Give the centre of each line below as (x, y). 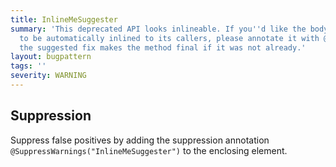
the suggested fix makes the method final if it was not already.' (163, 47)
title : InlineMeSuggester (64, 19)
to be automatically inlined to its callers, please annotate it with (169, 38)
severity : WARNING (48, 76)
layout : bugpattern (51, 57)
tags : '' (28, 66)
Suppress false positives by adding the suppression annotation (140, 140)
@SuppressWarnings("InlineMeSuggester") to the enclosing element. (149, 150)
